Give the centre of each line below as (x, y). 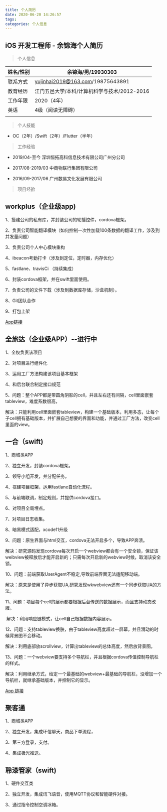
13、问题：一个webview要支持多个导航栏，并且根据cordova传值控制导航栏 (82, 657)
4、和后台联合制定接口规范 (33, 384)
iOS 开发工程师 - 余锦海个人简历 (54, 45)
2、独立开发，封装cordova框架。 (39, 465)
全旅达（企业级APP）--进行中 (51, 339)
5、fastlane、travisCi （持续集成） (41, 268)
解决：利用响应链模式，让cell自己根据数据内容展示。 (60, 618)
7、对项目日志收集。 (26, 519)
